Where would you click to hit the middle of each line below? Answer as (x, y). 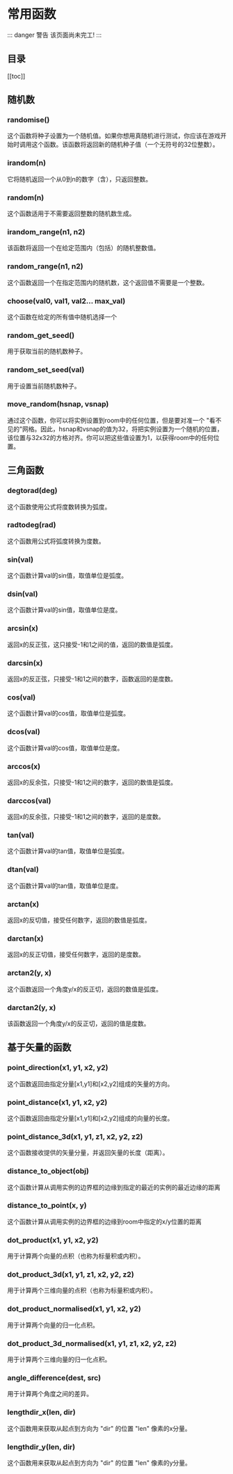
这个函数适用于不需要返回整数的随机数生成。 (71, 213)
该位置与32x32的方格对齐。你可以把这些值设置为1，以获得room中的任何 (110, 437)
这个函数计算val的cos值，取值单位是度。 (65, 747)
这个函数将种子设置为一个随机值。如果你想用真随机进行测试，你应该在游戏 (114, 136)
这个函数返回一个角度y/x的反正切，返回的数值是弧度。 (85, 989)
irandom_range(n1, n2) (46, 232)
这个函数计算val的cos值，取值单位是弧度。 (69, 713)
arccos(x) (24, 766)
